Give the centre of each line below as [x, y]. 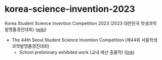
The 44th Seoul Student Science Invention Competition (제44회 [76, 40]
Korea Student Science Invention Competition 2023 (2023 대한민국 [72, 23]
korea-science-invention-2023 [70, 9]
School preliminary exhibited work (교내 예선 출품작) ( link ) [77, 52]
